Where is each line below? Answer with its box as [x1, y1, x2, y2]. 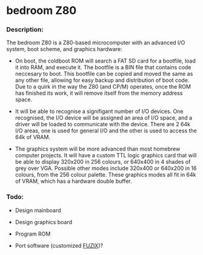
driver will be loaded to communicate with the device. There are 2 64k [15, 121, 191, 128]
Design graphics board [15, 218, 73, 225]
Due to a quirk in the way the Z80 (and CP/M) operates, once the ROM [15, 83, 191, 90]
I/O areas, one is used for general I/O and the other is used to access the [15, 127, 197, 134]
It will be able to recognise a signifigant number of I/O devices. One [15, 107, 184, 115]
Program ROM [15, 230, 51, 237]
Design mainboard [15, 206, 61, 214]
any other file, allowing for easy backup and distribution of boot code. [15, 76, 190, 84]
